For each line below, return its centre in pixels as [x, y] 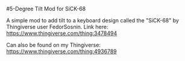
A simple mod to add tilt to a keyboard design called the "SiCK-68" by [93, 20]
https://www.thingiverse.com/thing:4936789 [61, 51]
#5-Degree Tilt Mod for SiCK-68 [46, 9]
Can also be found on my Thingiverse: [54, 45]
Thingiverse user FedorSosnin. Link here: [57, 27]
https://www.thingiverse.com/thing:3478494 [62, 33]
